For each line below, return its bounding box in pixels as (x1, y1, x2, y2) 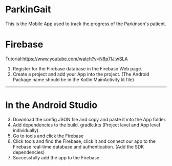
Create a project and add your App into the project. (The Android (12, 71, 149, 77)
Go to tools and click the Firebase (12, 133, 84, 139)
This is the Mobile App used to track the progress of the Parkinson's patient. (5, 21, 166, 27)
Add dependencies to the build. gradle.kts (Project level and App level (12, 122, 160, 128)
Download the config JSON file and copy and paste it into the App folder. (12, 116, 167, 122)
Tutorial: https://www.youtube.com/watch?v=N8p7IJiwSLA (5, 56, 128, 62)
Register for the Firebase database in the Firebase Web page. (12, 65, 142, 71)
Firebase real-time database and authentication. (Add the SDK (12, 143, 144, 150)
